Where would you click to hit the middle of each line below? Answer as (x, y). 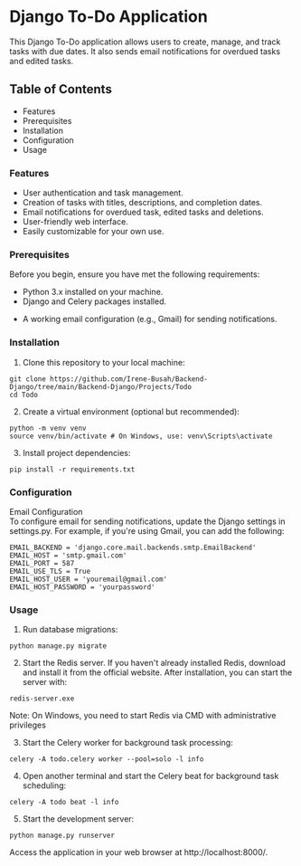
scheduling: (44, 785)
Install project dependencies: (76, 452)
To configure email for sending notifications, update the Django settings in (147, 521)
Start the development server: (78, 819)
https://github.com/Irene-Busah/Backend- (128, 379)
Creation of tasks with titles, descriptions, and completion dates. (142, 203)
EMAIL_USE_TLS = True (50, 571)
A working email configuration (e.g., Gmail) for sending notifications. (150, 319)
